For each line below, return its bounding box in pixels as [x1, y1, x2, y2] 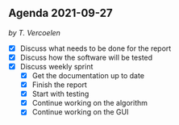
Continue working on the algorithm [31, 98, 148, 108]
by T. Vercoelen [8, 27, 60, 37]
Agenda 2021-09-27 [8, 6, 113, 20]
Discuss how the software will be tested [19, 52, 153, 62]
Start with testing [31, 89, 89, 99]
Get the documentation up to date [31, 71, 145, 80]
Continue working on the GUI [31, 107, 129, 117]
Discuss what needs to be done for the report [19, 44, 172, 53]
